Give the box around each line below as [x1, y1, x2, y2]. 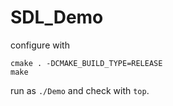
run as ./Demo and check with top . [10, 84, 150, 96]
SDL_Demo [10, 6, 104, 29]
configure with [10, 39, 70, 51]
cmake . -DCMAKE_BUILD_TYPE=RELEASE [10, 58, 163, 68]
